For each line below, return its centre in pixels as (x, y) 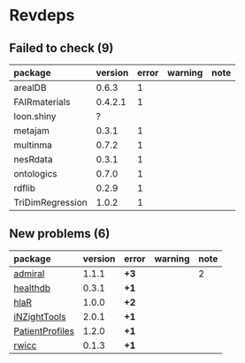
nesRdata (33, 159)
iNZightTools (40, 316)
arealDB (30, 87)
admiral (29, 273)
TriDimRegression (51, 202)
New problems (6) (60, 234)
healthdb (32, 288)
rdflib (25, 188)
